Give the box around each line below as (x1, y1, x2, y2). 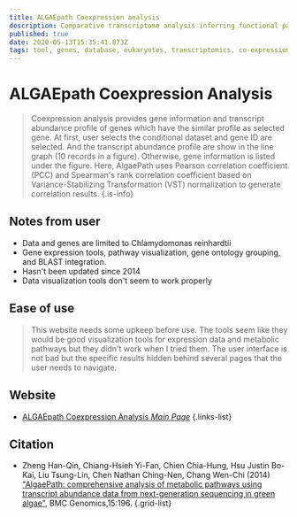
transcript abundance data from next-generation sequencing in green (21, 489, 276, 499)
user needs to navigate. (30, 362, 118, 373)
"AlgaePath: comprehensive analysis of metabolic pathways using (21, 479, 263, 490)
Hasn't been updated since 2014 (21, 266, 141, 276)
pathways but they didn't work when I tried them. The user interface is (30, 343, 287, 354)
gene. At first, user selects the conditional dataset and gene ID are (30, 132, 272, 143)
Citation (9, 436, 55, 451)
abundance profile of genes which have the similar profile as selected (30, 123, 286, 134)
